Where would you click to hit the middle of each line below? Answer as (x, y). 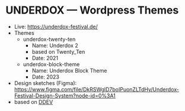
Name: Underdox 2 (55, 45)
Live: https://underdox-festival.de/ (56, 27)
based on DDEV (34, 102)
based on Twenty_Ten (58, 51)
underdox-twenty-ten (49, 39)
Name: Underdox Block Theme (69, 70)
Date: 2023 (46, 77)
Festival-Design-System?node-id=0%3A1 (65, 96)
